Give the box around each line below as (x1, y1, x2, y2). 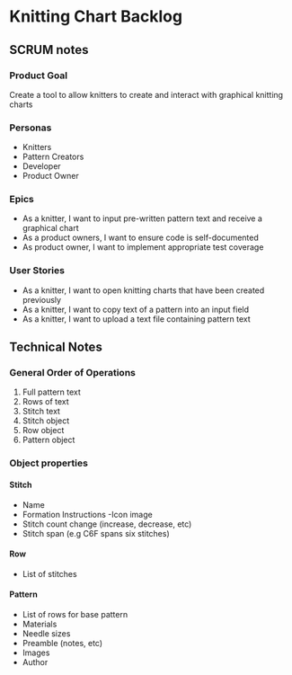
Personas (9, 121, 52, 134)
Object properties (9, 457, 88, 469)
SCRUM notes (9, 42, 89, 58)
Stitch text (22, 406, 61, 417)
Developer (22, 161, 61, 172)
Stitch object (22, 415, 70, 426)
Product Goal (9, 69, 68, 82)
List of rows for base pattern (22, 608, 128, 619)
